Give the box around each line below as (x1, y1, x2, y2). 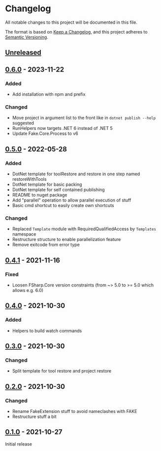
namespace (12, 231, 36, 237)
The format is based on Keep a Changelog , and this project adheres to (5, 29, 148, 35)
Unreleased (5, 48, 42, 57)
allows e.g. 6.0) (12, 287, 43, 293)
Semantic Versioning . (5, 34, 48, 40)
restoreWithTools (12, 176, 47, 182)
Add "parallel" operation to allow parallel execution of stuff (12, 197, 131, 203)
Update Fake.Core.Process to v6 (12, 130, 78, 136)
